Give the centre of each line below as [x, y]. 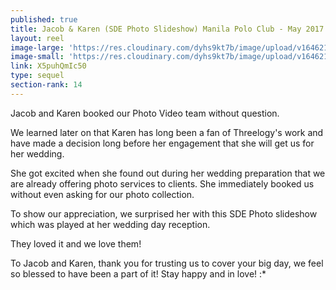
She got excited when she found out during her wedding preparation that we [168, 173]
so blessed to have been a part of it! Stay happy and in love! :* [138, 273]
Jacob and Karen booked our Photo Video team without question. [145, 113]
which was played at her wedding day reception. [110, 224]
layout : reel [37, 38]
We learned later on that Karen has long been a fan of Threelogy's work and [167, 132]
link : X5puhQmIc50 [48, 66]
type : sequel [37, 76]
